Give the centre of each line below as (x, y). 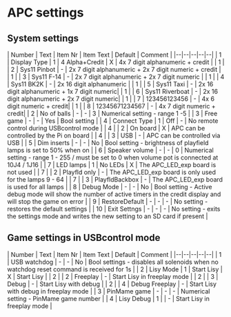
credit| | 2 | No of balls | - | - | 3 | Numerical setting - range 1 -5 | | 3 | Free (112, 113)
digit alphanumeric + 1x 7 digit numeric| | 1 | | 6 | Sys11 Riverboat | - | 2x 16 (113, 92)
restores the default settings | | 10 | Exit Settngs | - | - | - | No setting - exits (114, 209)
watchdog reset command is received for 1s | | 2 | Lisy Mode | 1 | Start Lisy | (115, 269)
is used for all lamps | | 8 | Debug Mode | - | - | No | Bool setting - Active (110, 187)
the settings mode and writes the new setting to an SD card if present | (108, 216)
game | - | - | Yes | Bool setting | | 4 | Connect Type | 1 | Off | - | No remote (113, 121)
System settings (43, 38)
